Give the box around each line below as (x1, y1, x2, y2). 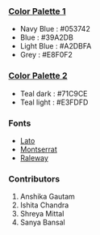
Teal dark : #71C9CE (19, 88, 88, 98)
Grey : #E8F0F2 (19, 50, 73, 60)
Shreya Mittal (19, 209, 65, 219)
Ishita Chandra (19, 200, 69, 210)
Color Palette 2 (8, 70, 68, 82)
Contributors (8, 173, 60, 184)
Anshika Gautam (19, 192, 75, 202)
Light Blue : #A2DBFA (19, 41, 92, 51)
